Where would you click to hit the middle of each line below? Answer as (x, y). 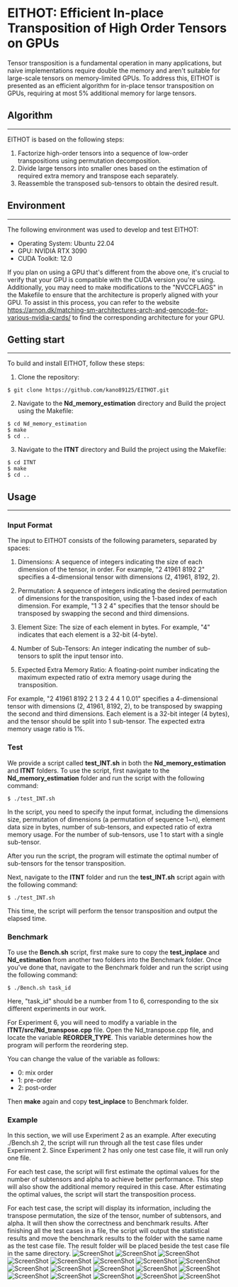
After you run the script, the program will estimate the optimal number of (113, 856)
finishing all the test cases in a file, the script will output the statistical (109, 1231)
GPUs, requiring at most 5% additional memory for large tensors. (102, 93)
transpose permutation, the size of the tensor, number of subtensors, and (114, 1216)
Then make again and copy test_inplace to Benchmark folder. (98, 1102)
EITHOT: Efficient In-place (86, 13)
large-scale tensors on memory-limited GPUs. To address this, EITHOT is (114, 78)
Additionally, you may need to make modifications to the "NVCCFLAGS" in (115, 287)
